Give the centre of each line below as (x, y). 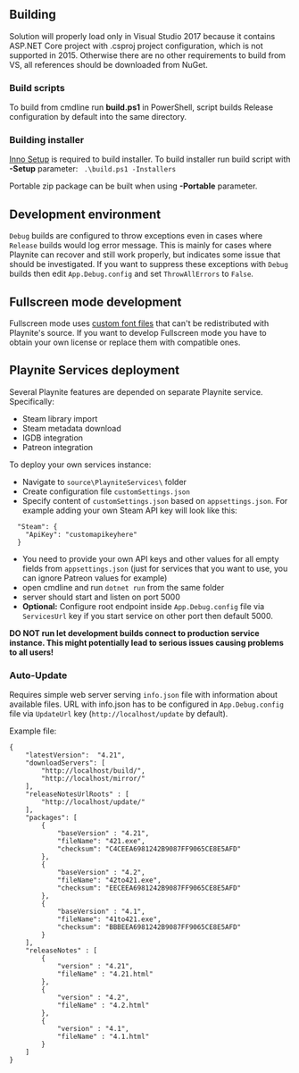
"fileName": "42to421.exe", (109, 880)
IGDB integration (52, 438)
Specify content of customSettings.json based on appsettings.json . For (155, 500)
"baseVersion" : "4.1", (101, 912)
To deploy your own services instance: (80, 465)
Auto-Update (38, 675)
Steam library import (60, 418)
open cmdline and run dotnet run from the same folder (123, 587)
